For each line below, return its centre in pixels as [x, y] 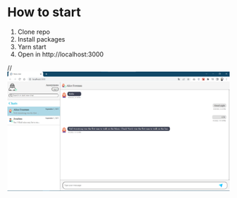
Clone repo [34, 32]
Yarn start [32, 47]
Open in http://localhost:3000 [61, 54]
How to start [44, 12]
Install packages [41, 39]
